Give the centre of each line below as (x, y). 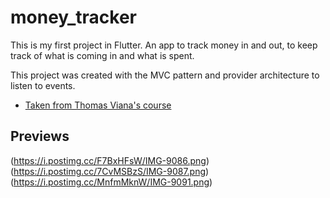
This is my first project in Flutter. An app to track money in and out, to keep (164, 45)
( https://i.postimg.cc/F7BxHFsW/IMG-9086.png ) (110, 160)
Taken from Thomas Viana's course (98, 105)
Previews (40, 136)
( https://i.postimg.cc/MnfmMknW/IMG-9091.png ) (111, 182)
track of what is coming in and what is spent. (102, 55)
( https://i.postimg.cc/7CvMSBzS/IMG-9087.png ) (110, 171)
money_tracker (74, 17)
